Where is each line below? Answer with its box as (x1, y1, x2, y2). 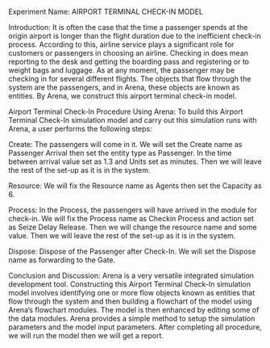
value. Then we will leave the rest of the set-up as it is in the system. (8, 231, 236, 241)
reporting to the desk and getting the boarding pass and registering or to (8, 57, 250, 66)
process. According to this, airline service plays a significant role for (8, 40, 235, 49)
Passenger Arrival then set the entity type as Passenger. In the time (8, 149, 232, 157)
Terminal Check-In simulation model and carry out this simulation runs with (8, 115, 257, 124)
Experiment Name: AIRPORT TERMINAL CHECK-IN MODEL (8, 7, 204, 16)
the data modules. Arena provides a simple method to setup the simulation (8, 314, 255, 323)
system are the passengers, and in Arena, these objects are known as (8, 82, 240, 92)
